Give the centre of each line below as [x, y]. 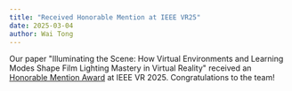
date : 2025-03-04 [41, 26]
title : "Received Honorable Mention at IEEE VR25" [105, 17]
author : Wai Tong [41, 34]
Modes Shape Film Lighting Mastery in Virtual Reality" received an [130, 68]
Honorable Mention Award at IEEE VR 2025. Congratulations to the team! [142, 78]
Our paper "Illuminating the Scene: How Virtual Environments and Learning [146, 59]
